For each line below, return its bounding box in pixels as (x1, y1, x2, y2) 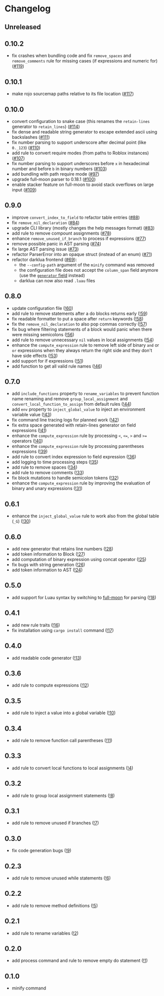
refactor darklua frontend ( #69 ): (11, 256, 77, 262)
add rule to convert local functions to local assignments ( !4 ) (11, 765, 134, 771)
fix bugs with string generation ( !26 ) (11, 561, 85, 568)
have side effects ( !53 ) (11, 353, 58, 359)
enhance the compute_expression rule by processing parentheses (11, 443, 144, 449)
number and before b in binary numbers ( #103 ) (11, 166, 107, 172)
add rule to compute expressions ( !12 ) (11, 683, 89, 688)
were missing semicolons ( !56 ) (11, 331, 75, 337)
